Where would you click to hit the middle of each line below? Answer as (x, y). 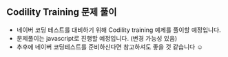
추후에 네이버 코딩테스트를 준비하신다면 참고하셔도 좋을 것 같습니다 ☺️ (110, 47)
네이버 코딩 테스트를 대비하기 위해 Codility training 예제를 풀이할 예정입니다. (118, 30)
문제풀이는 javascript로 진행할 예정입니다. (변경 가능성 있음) (97, 38)
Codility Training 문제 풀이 (62, 12)
